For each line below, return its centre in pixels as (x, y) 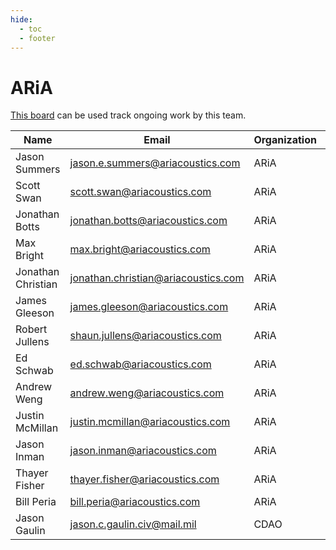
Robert (31, 329)
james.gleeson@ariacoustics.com (149, 307)
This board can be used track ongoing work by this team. (128, 115)
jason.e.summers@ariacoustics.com (155, 163)
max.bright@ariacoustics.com (140, 249)
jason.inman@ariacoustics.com (143, 451)
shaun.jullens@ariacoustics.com (145, 336)
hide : (21, 19)
